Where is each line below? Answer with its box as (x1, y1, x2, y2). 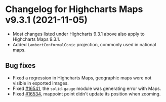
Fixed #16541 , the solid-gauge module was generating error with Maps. (12, 85, 161, 91)
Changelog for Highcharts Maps (5, 4, 143, 15)
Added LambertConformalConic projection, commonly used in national (12, 41, 156, 47)
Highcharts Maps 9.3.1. (12, 36, 61, 42)
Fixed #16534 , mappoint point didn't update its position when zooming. (12, 90, 161, 96)
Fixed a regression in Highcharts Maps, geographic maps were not (12, 74, 152, 81)
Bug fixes (5, 61, 36, 70)
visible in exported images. (12, 80, 69, 86)
